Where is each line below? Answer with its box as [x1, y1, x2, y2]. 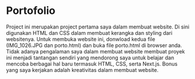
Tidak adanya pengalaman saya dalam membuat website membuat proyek [6, 48, 186, 55]
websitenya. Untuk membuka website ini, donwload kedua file [6, 35, 155, 42]
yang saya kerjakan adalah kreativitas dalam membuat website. [6, 66, 159, 73]
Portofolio [6, 4, 56, 17]
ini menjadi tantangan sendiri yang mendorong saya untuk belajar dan [6, 54, 175, 61]
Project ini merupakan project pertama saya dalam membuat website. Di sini [6, 23, 190, 30]
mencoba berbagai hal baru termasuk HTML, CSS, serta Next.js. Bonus [6, 60, 177, 67]
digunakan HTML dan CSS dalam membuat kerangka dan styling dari [6, 29, 173, 36]
